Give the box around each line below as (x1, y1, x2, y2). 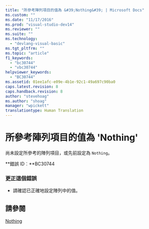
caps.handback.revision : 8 (5, 89, 63, 94)
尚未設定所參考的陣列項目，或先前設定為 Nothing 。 (5, 150, 113, 156)
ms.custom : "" (5, 12, 36, 17)
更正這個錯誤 (5, 174, 37, 182)
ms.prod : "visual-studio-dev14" (5, 22, 74, 27)
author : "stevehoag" (5, 94, 50, 99)
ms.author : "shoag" (5, 98, 47, 103)
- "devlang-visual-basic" (10, 41, 66, 46)
